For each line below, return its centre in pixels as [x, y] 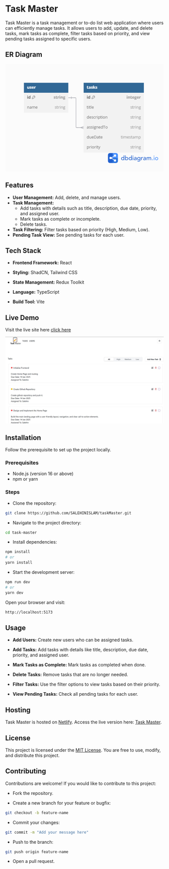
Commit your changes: [36, 822]
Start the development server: [44, 572]
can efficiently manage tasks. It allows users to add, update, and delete [79, 28]
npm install [18, 552]
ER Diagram [24, 55]
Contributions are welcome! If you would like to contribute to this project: [81, 783]
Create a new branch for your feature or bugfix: [62, 803]
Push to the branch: [33, 842]
